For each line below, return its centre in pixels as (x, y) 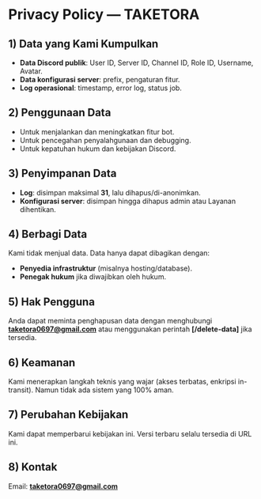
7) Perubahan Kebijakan (68, 415)
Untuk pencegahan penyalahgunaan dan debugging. (105, 140)
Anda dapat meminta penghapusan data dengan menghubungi (110, 321)
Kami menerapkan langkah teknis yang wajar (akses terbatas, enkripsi (122, 382)
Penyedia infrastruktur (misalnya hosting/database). (106, 268)
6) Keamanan (42, 363)
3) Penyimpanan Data (62, 174)
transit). (21, 390)
